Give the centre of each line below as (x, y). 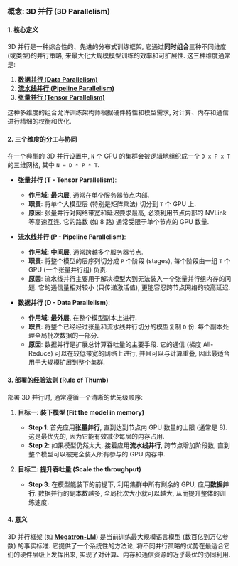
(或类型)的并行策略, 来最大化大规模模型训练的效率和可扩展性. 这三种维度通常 (119, 55)
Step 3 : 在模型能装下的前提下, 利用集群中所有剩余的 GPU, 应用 (119, 484)
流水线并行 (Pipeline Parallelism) (66, 89)
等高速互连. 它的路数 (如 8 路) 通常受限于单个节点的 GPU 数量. (119, 222)
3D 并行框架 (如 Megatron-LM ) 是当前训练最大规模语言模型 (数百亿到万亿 (115, 536)
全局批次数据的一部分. (67, 336)
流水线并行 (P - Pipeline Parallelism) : (72, 237)
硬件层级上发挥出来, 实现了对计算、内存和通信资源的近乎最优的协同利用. (125, 554)
